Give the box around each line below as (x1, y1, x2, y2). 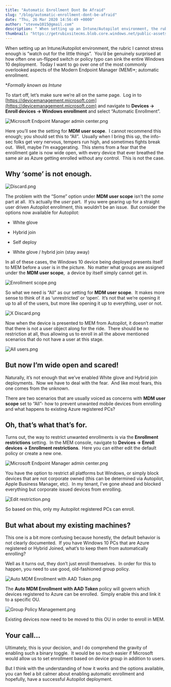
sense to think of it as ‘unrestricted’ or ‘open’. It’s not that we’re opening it (5, 295, 160, 301)
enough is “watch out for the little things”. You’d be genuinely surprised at (5, 50, 161, 57)
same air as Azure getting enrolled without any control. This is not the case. (5, 155, 165, 161)
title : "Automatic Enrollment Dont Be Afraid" (5, 7, 106, 13)
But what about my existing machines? (5, 521, 131, 530)
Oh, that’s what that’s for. (5, 421, 88, 430)
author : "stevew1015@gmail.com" (5, 21, 74, 27)
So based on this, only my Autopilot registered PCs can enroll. (5, 506, 135, 512)
